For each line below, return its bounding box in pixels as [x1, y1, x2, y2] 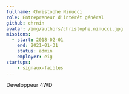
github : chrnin [6, 20, 45, 26]
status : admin [17, 48, 53, 54]
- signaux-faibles [17, 64, 64, 71]
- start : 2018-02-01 [12, 37, 64, 43]
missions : [6, 31, 31, 37]
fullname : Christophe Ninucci [6, 8, 83, 15]
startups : [6, 59, 31, 65]
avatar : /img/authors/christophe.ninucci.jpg [6, 25, 123, 32]
